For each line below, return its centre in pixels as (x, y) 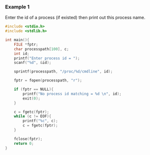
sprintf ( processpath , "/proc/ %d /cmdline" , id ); (63, 72)
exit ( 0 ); (32, 98)
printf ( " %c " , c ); (40, 121)
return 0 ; (24, 143)
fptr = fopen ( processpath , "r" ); (48, 80)
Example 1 (17, 7)
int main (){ (17, 40)
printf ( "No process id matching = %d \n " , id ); (72, 94)
